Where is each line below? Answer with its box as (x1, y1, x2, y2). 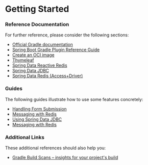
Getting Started (5, 3, 70, 15)
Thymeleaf (12, 57, 34, 63)
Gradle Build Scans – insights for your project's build (12, 155, 119, 161)
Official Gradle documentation (12, 42, 74, 48)
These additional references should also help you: (5, 145, 106, 151)
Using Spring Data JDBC (12, 116, 62, 122)
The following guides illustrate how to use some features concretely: (5, 96, 144, 102)
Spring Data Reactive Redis (12, 62, 68, 68)
